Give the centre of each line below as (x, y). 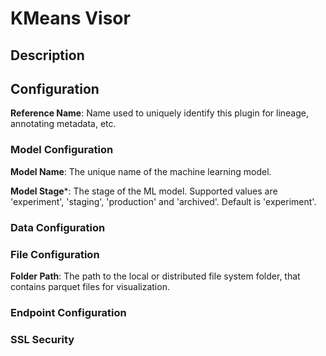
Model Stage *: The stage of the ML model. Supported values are (144, 191)
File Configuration (55, 254)
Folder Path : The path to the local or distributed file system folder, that (155, 276)
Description (47, 55)
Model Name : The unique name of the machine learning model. (141, 171)
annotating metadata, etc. (63, 124)
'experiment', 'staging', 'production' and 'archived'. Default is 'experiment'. (163, 201)
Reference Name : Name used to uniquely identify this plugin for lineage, (160, 113)
